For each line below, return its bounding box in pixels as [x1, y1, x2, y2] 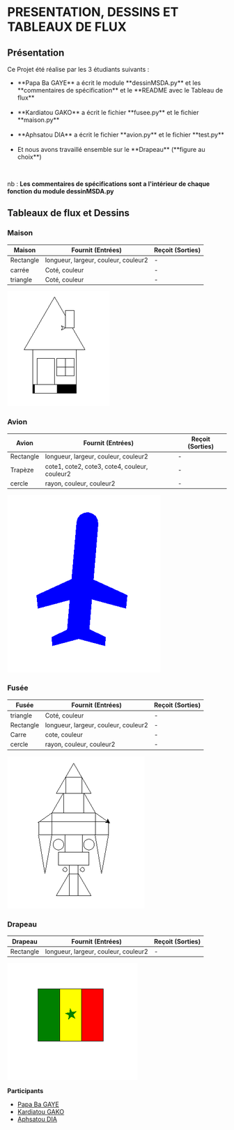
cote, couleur [45, 731, 84, 739]
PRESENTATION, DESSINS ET [7, 4, 179, 20]
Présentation [7, 47, 65, 59]
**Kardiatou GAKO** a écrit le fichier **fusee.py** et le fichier [17, 109, 200, 116]
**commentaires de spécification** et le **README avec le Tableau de [17, 86, 224, 94]
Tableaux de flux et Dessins [7, 207, 130, 219]
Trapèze [10, 466, 34, 474]
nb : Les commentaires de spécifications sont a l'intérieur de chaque [7, 180, 210, 188]
